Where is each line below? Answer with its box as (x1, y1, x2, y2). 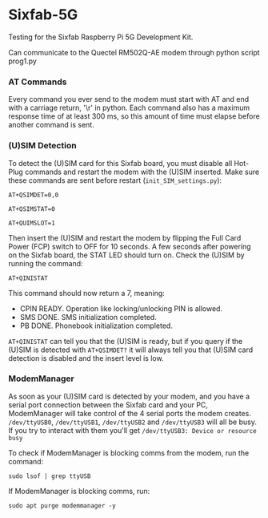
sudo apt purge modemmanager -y (8, 501, 116, 510)
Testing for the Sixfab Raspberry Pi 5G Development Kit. (8, 32, 194, 42)
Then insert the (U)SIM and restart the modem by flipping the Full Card (8, 233, 242, 242)
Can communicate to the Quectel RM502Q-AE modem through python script (8, 47, 260, 57)
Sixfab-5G (8, 6, 78, 24)
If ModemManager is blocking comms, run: (8, 486, 150, 496)
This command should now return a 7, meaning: (8, 288, 166, 297)
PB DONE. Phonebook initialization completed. (19, 321, 174, 330)
